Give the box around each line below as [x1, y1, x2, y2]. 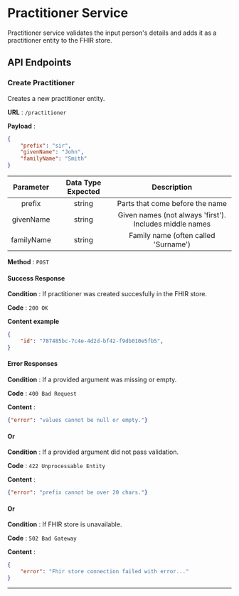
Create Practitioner [7, 78, 75, 88]
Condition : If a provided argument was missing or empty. [7, 375, 177, 384]
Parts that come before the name [117, 199, 228, 208]
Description [152, 183, 193, 192]
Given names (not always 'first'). [117, 210, 226, 220]
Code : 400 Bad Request [7, 389, 77, 398]
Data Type [65, 178, 102, 188]
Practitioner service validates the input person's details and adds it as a [7, 28, 217, 37]
